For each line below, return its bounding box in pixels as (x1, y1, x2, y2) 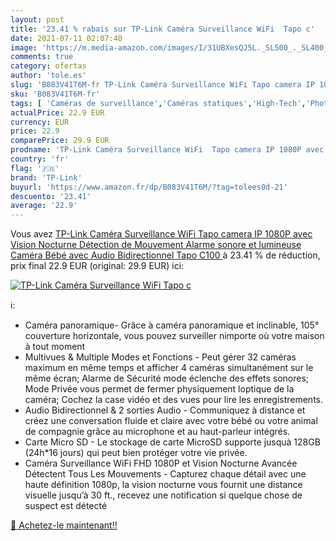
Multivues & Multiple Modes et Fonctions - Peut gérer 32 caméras (24, 351, 297, 363)
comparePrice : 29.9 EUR (10, 136, 110, 146)
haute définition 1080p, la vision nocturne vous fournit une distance (24, 479, 303, 491)
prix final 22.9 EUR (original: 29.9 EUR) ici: (10, 260, 185, 272)
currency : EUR (10, 117, 70, 127)
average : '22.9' (10, 201, 78, 211)
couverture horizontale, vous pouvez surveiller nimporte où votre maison (24, 330, 325, 342)
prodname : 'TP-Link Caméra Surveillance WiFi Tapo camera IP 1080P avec (10, 145, 325, 155)
